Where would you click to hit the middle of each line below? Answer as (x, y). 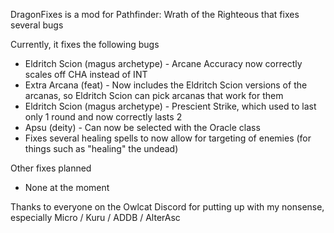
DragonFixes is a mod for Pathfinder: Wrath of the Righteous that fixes (155, 14)
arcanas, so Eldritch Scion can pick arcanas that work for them (154, 95)
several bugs (37, 25)
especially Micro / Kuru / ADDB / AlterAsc (95, 217)
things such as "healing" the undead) (101, 148)
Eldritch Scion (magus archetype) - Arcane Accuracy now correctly (163, 63)
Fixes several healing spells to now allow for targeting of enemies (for (168, 138)
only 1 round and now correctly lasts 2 (103, 117)
